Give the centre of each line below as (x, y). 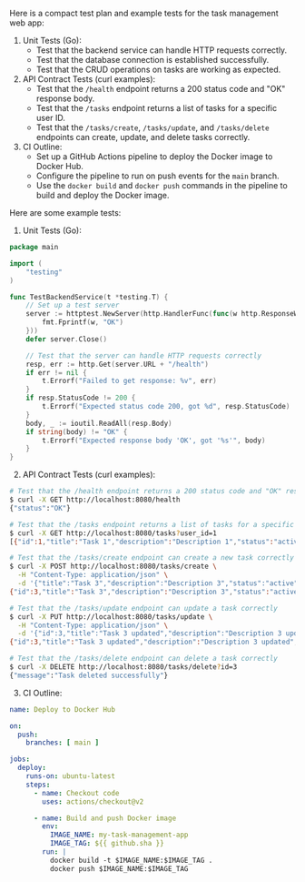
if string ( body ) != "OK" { (77, 431)
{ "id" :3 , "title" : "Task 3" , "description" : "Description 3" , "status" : (140, 592)
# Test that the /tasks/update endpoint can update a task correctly (144, 608)
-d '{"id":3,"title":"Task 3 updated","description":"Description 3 (150, 634)
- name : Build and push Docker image (105, 818)
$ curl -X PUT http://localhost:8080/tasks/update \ (111, 617)
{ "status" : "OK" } (40, 508)
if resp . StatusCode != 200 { (81, 398)
